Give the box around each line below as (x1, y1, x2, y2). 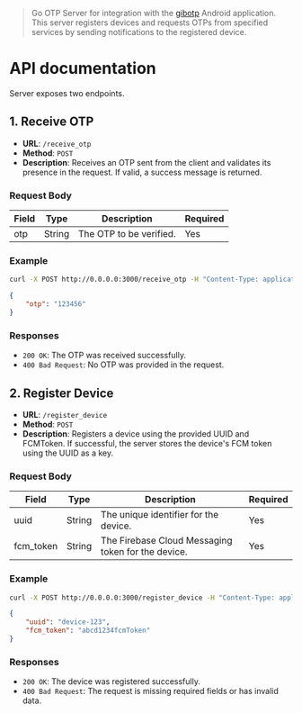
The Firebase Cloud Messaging (100, 535, 233, 547)
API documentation (9, 59, 157, 79)
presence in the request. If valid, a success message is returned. (22, 167, 262, 177)
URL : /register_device (22, 409, 108, 420)
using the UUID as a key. (22, 447, 114, 458)
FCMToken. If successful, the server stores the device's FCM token (22, 438, 272, 448)
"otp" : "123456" (25, 300, 87, 309)
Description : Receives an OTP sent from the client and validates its (22, 157, 271, 167)
